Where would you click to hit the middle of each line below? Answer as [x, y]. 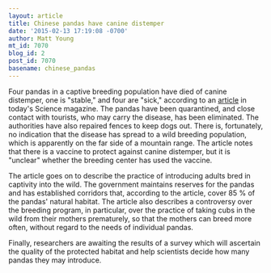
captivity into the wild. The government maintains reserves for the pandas [131, 184]
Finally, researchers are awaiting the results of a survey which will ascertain [134, 242]
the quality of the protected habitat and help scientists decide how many [129, 251]
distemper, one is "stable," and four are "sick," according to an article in [127, 100]
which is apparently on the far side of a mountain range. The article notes [131, 143]
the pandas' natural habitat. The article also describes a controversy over [131, 201]
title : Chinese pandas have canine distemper [86, 23]
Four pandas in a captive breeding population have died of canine [118, 91]
